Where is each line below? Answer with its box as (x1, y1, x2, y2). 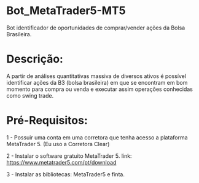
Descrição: (6, 52, 63, 66)
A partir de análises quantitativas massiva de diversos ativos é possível (6, 72, 186, 80)
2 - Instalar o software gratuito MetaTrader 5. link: (6, 152, 132, 160)
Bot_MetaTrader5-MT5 (6, 4, 126, 18)
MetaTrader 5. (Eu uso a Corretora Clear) (6, 140, 110, 147)
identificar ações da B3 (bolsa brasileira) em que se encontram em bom (6, 79, 188, 86)
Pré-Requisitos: (6, 114, 88, 128)
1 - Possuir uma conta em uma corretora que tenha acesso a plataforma (6, 133, 189, 141)
